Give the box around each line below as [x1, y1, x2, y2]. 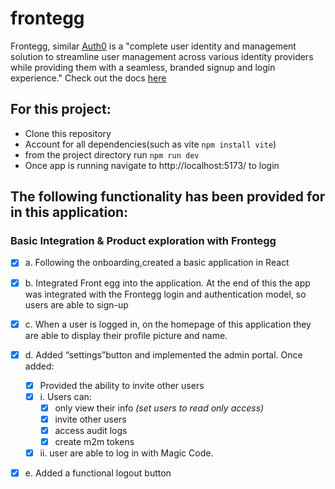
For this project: [10, 101, 112, 118]
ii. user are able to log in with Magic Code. [39, 447, 214, 459]
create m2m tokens [54, 436, 135, 447]
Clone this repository [24, 127, 112, 139]
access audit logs [54, 424, 128, 436]
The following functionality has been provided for [10, 188, 326, 206]
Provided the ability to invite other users [39, 379, 205, 391]
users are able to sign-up [24, 298, 129, 311]
